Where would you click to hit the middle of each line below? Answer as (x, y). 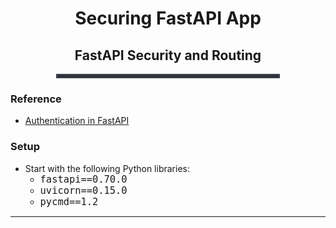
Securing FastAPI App (168, 18)
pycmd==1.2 (69, 201)
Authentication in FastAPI (77, 121)
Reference (36, 99)
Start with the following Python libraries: (107, 168)
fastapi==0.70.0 (83, 179)
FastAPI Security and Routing (168, 55)
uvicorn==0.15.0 (83, 190)
